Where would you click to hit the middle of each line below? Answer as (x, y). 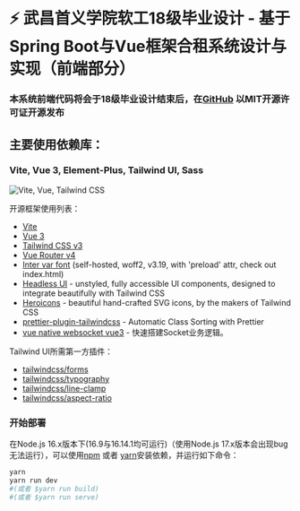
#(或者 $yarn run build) (54, 489)
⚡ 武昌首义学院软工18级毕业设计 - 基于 (150, 18)
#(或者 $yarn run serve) (54, 497)
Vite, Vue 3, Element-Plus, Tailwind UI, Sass (107, 170)
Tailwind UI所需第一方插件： (61, 351)
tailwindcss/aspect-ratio (67, 398)
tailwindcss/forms (55, 369)
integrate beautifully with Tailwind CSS (94, 293)
